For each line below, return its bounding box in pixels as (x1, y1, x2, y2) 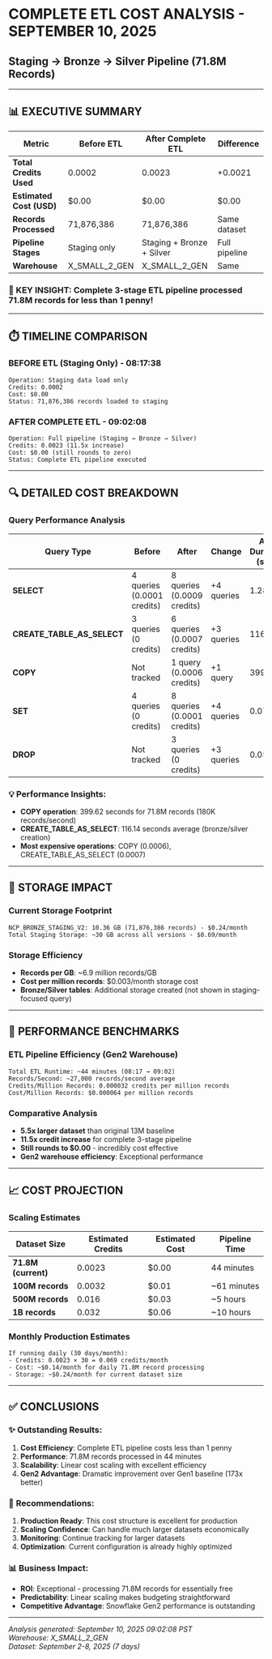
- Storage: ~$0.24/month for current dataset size (8, 1370, 183, 1379)
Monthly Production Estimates (8, 1331, 131, 1342)
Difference (217, 138, 260, 149)
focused (19, 994, 49, 1003)
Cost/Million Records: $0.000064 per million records (8, 1088, 194, 1097)
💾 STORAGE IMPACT (8, 881, 113, 895)
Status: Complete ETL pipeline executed (8, 455, 147, 464)
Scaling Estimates (8, 1212, 81, 1224)
